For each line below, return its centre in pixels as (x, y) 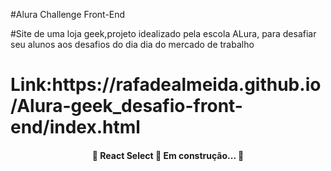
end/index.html (75, 127)
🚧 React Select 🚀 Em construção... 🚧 (168, 155)
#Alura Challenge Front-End (68, 14)
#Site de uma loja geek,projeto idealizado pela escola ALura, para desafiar (163, 33)
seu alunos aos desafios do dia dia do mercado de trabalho (132, 44)
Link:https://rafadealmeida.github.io (166, 85)
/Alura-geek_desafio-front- (126, 106)
